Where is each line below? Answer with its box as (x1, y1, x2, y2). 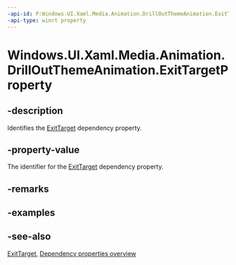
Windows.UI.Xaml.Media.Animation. (7, 47, 226, 63)
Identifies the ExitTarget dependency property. (7, 124, 143, 132)
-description (7, 105, 63, 117)
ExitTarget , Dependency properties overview (7, 249, 137, 257)
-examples (7, 207, 55, 219)
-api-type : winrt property (7, 17, 86, 24)
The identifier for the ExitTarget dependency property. (7, 162, 164, 171)
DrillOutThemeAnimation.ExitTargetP (7, 62, 229, 78)
